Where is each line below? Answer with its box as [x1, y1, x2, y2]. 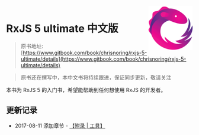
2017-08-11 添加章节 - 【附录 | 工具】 [14, 122, 105, 129]
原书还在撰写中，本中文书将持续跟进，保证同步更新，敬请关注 [20, 74, 172, 81]
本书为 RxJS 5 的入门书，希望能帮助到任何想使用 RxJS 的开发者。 [6, 86, 166, 93]
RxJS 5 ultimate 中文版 [6, 22, 118, 35]
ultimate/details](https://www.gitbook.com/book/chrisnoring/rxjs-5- [20, 55, 187, 62]
